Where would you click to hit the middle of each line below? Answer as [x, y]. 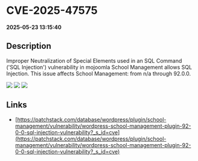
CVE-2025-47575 [52, 11]
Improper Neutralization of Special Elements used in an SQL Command [94, 60]
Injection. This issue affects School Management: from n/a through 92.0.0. [99, 74]
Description [29, 46]
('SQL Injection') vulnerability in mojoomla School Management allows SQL [99, 67]
